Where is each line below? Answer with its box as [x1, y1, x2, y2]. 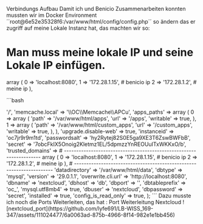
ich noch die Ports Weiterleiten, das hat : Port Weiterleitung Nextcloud [6, 198, 181, 205]
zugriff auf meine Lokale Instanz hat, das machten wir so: [6, 24, 150, 31]
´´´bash [6, 96, 24, 104]
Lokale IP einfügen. [6, 59, 106, 72]
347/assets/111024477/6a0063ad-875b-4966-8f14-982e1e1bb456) [6, 211, 175, 219]
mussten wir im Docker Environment [6, 12, 97, 19]
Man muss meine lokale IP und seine [6, 45, 193, 59]
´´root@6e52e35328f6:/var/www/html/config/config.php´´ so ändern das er [6, 18, 196, 25]
